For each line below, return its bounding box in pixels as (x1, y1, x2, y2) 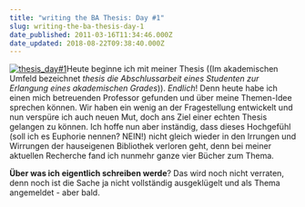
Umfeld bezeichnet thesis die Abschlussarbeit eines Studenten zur (9, 74, 259, 84)
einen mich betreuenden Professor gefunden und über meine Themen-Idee (9, 93, 293, 103)
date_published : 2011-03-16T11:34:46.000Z (9, 30, 173, 39)
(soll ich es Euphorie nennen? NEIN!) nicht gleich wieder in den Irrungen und (9, 131, 297, 142)
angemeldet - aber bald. (9, 187, 100, 198)
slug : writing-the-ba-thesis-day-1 (9, 22, 145, 31)
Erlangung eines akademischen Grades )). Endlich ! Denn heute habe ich (9, 83, 278, 94)
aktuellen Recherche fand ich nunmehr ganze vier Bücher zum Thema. (9, 151, 275, 162)
